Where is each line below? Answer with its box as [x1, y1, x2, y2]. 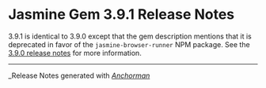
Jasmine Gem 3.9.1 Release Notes [8, 5, 235, 24]
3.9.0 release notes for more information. [8, 48, 142, 57]
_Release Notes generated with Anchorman [8, 71, 150, 80]
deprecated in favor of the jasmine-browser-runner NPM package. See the [8, 39, 251, 49]
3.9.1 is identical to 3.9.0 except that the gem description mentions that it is [8, 31, 252, 41]
